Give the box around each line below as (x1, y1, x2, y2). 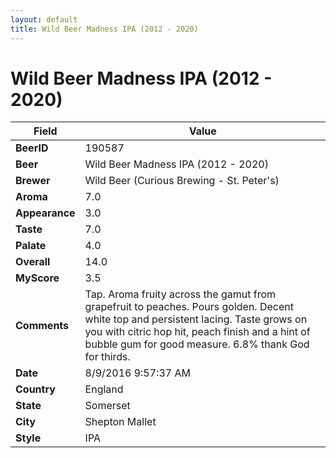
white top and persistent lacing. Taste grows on (84, 312, 308, 326)
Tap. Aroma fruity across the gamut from (84, 287, 277, 301)
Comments (15, 319, 70, 333)
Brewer (15, 174, 51, 188)
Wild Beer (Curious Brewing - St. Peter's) (84, 174, 280, 188)
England (84, 382, 124, 396)
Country (15, 382, 56, 396)
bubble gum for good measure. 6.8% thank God (84, 337, 310, 351)
